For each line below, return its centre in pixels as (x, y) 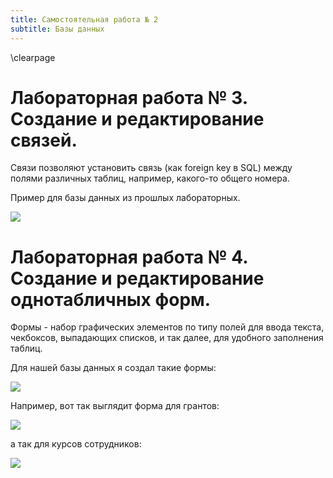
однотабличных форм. (111, 299)
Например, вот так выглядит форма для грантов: (115, 406)
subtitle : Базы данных (57, 29)
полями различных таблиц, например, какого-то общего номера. (150, 178)
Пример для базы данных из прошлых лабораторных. (125, 198)
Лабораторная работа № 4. (129, 257)
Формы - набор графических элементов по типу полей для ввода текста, (167, 327)
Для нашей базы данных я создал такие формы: (113, 368)
